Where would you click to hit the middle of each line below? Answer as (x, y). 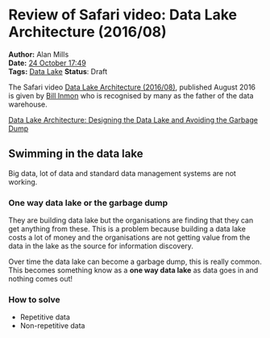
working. (23, 182)
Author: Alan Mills (39, 54)
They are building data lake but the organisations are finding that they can (131, 220)
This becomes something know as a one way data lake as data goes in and (133, 270)
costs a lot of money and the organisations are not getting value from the (129, 238)
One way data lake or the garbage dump (88, 202)
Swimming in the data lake (76, 154)
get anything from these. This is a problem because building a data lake (127, 229)
